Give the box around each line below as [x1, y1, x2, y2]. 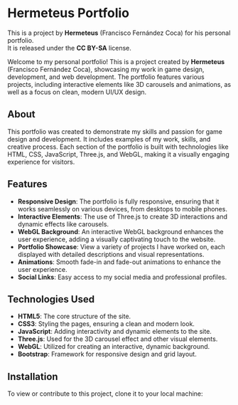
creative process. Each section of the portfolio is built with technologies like [7, 142, 229, 151]
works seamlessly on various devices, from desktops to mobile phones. [17, 204, 227, 213]
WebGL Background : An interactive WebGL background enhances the [17, 227, 224, 236]
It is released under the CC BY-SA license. [7, 43, 131, 52]
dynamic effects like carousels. [17, 219, 109, 228]
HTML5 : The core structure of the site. [17, 312, 131, 321]
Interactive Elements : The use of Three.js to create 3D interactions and [17, 212, 228, 221]
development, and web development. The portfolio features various [7, 73, 205, 81]
